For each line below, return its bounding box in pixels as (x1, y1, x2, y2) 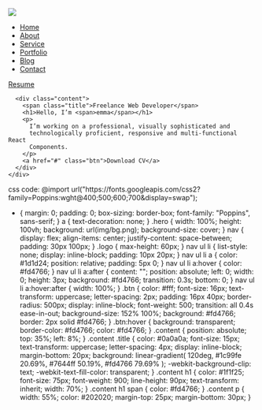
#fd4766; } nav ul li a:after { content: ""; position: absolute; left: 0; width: (19, 267, 254, 276)
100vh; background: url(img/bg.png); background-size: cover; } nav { (19, 225, 244, 234)
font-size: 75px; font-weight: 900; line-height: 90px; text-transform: (19, 376, 240, 385)
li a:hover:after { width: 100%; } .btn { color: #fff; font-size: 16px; (19, 284, 228, 293)
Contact (19, 65, 46, 73)
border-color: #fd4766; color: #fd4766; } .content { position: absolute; (19, 326, 247, 334)
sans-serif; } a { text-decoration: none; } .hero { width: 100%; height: (19, 217, 242, 225)
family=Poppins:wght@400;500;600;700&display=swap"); (8, 193, 198, 202)
